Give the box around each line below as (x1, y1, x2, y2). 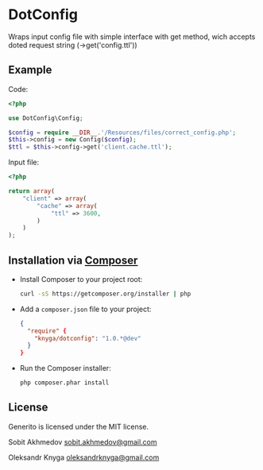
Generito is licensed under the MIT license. (8, 422, 149, 431)
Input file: (8, 157, 40, 168)
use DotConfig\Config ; (8, 114, 83, 122)
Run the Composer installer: (19, 364, 111, 373)
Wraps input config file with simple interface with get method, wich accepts (8, 32, 256, 41)
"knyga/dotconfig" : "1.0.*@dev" (34, 334, 141, 342)
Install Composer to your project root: (19, 274, 143, 283)
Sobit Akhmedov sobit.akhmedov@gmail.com (8, 437, 157, 446)
